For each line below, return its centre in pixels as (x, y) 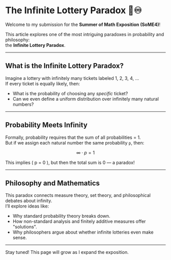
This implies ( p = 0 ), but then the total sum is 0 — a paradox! (70, 162)
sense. (20, 238)
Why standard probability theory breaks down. (61, 216)
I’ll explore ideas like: (27, 206)
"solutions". (25, 227)
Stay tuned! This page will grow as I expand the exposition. (67, 252)
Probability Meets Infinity (46, 125)
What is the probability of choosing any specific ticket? (70, 93)
